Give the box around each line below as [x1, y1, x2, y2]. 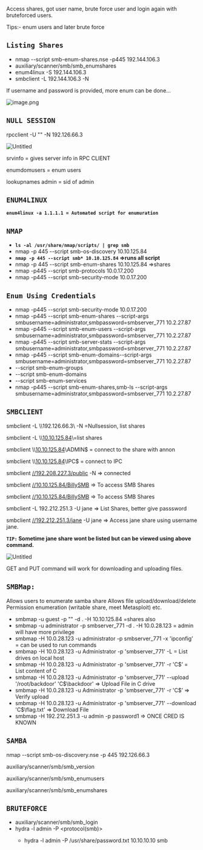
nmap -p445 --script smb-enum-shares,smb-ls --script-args [15, 383, 168, 391]
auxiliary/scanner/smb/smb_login [15, 818, 98, 826]
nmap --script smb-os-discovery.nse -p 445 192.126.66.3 [6, 751, 150, 758]
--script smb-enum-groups [15, 364, 84, 372]
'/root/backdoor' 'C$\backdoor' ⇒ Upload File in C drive [15, 680, 156, 687]
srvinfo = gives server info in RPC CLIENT [6, 155, 111, 162]
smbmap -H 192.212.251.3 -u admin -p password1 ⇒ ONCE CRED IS [15, 712, 185, 720]
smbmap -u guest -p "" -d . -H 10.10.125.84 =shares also [15, 615, 156, 622]
